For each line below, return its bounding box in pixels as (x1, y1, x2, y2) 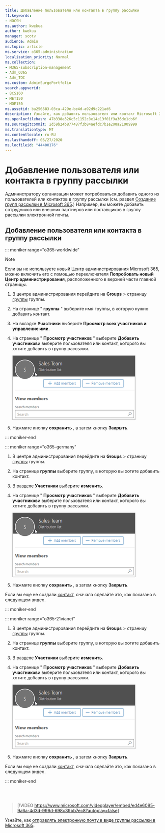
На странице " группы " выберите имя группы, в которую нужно (12, 306, 149, 312)
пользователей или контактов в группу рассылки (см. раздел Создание (5, 196, 156, 202)
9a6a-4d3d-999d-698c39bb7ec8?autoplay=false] (17, 808, 119, 814)
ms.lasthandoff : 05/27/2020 (5, 138, 63, 142)
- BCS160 (5, 91, 23, 96)
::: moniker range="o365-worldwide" (5, 247, 80, 253)
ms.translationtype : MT (5, 127, 54, 132)
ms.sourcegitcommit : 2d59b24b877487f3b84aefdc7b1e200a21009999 (5, 122, 137, 127)
